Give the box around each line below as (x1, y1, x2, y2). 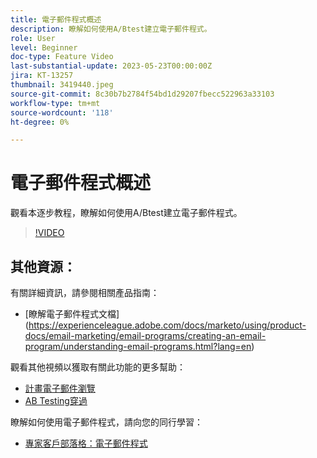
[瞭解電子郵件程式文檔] (24, 308, 120, 320)
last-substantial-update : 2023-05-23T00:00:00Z (10, 61, 213, 71)
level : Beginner (10, 42, 78, 53)
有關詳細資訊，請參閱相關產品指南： (10, 287, 160, 298)
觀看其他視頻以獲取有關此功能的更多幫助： (10, 361, 186, 373)
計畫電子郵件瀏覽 (24, 382, 96, 394)
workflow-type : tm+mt (10, 98, 101, 108)
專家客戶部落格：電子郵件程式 (24, 437, 148, 449)
